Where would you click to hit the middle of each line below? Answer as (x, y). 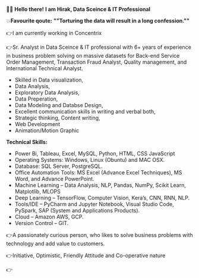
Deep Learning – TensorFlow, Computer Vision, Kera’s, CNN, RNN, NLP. (102, 198)
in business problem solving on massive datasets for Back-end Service (93, 56)
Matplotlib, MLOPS (37, 191)
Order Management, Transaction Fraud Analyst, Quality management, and (97, 62)
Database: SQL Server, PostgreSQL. (59, 166)
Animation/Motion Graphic (47, 130)
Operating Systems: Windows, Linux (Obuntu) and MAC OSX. (90, 160)
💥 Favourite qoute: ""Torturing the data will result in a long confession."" (98, 21)
